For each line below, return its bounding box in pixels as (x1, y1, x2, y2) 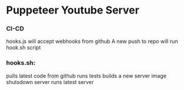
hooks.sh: (6, 59, 36, 67)
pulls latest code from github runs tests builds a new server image (6, 72, 167, 79)
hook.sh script (6, 44, 41, 51)
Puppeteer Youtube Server (6, 4, 140, 17)
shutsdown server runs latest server (6, 78, 94, 85)
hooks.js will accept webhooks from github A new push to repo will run (6, 38, 178, 45)
